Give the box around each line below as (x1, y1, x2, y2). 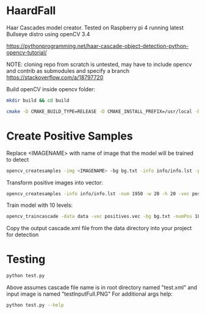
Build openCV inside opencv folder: (6, 85, 96, 92)
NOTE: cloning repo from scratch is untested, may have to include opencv (6, 61, 192, 68)
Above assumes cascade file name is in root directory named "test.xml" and (6, 284, 197, 291)
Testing (6, 252, 46, 266)
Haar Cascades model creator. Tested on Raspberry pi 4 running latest (6, 24, 184, 31)
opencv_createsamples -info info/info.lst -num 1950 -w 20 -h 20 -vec (6, 190, 190, 196)
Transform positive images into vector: (6, 179, 104, 186)
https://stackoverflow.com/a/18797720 (6, 73, 104, 81)
